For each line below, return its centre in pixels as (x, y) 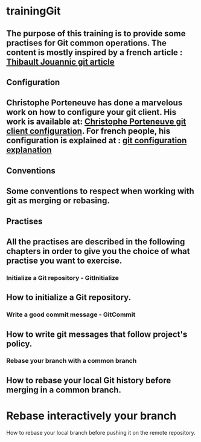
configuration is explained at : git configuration (97, 141)
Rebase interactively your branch (91, 416)
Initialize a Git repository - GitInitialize (63, 278)
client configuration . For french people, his (88, 131)
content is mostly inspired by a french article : (94, 52)
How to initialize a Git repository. (69, 297)
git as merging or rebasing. (58, 201)
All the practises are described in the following (96, 242)
